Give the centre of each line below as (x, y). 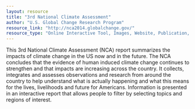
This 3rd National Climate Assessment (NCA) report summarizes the (88, 50)
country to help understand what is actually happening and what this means (97, 81)
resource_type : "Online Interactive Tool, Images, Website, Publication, (98, 33)
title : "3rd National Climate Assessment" (59, 17)
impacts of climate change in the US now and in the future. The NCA (89, 56)
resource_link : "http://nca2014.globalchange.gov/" (70, 28)
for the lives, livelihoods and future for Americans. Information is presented (97, 87)
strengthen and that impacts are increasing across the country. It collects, (95, 69)
